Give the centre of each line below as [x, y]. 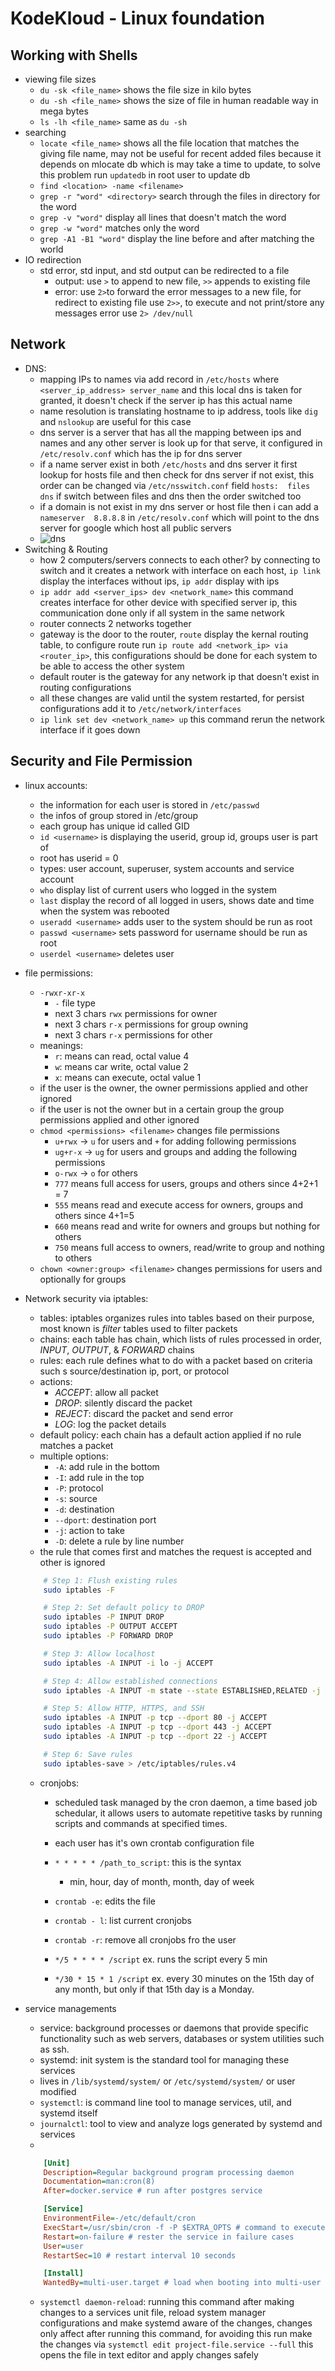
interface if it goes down [90, 729]
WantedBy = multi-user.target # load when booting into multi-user [182, 2283]
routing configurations [85, 687]
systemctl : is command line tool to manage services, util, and [165, 2102]
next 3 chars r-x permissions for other [133, 1034]
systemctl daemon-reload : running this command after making [167, 2302]
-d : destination [84, 1509]
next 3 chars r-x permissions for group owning [151, 1024]
